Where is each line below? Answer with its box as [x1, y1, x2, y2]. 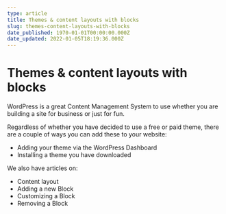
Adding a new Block [16, 185, 74, 193]
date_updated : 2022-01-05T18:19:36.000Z [7, 36, 125, 43]
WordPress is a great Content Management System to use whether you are [7, 102, 218, 110]
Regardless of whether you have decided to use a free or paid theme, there [7, 123, 219, 131]
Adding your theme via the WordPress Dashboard [16, 143, 158, 152]
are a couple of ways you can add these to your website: [7, 130, 167, 139]
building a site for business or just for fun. [7, 110, 125, 118]
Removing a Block [16, 200, 68, 208]
